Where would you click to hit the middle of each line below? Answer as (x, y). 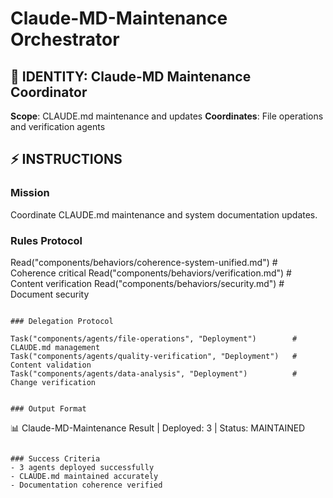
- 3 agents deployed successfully (82, 467)
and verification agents (58, 126)
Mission (30, 193)
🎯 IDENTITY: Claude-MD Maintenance (131, 76)
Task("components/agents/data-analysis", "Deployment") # (154, 373)
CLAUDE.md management (55, 347)
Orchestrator (65, 39)
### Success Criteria (55, 458)
